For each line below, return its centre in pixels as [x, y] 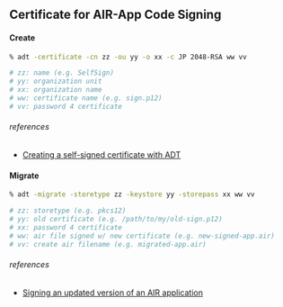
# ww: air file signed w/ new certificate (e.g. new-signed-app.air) [142, 236]
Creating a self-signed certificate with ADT [102, 155]
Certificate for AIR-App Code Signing [115, 15]
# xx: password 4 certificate [66, 227]
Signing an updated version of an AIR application [113, 293]
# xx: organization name [56, 90]
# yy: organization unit [56, 81]
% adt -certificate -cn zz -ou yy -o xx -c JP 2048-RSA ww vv [128, 57]
